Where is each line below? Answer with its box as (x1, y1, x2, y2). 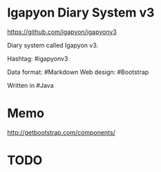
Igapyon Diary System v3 (7, 5, 155, 21)
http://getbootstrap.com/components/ (7, 128, 115, 136)
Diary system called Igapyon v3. (7, 41, 99, 49)
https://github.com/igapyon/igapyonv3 (7, 28, 117, 36)
